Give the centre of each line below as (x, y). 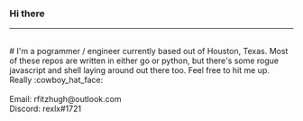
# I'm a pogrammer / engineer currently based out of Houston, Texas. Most (149, 51)
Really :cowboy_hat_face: (56, 80)
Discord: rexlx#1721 (46, 109)
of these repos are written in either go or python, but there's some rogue (144, 60)
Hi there (27, 14)
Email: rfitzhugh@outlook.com (65, 99)
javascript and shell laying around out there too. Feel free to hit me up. (140, 70)
